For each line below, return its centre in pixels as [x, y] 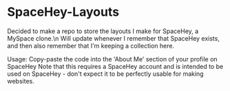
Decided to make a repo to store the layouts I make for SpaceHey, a [103, 31]
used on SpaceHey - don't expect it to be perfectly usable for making [106, 74]
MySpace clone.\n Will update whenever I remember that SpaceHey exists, [114, 38]
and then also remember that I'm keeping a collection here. [91, 45]
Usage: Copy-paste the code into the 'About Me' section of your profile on [113, 59]
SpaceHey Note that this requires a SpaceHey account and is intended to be [115, 66]
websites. [21, 81]
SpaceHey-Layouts [63, 12]
